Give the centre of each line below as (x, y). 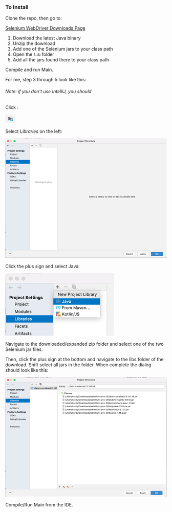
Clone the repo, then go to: (34, 18)
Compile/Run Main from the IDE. (39, 505)
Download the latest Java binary (47, 38)
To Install (17, 7)
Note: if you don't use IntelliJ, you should (48, 91)
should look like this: (27, 370)
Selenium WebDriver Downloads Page (45, 28)
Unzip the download (34, 43)
